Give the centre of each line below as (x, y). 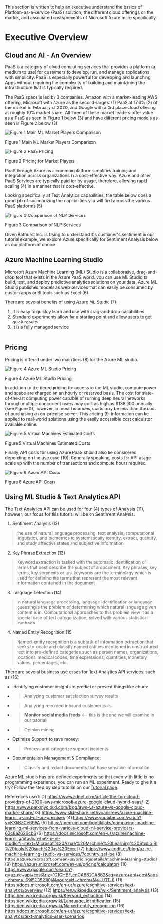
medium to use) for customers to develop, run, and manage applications (77, 72)
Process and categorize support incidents (66, 749)
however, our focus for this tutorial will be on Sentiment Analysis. (70, 514)
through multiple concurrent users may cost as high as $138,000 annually (79, 403)
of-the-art (15, 398)
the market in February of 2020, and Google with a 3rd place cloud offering (80, 107)
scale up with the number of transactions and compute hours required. (76, 463)
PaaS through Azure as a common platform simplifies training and (71, 170)
